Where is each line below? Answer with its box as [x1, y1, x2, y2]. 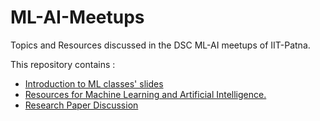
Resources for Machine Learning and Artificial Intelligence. [24, 88, 267, 100]
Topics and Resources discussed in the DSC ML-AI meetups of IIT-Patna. [10, 39, 311, 51]
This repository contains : [10, 58, 116, 70]
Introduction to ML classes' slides [24, 77, 164, 90]
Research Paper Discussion [24, 99, 139, 111]
